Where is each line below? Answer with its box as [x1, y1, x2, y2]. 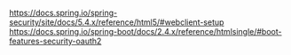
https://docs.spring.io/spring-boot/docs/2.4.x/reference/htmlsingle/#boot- [9, 27, 282, 36]
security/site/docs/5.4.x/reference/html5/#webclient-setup [9, 17, 224, 27]
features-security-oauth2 [9, 35, 102, 46]
